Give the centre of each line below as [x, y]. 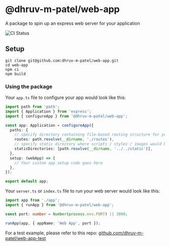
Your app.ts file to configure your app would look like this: [66, 97]
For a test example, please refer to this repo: [51, 233]
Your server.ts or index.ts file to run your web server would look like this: [83, 191]
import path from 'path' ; [32, 107]
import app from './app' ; [32, 201]
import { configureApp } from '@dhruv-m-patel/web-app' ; [67, 116]
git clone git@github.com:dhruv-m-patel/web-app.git [62, 61]
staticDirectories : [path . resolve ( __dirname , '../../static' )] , [83, 149]
